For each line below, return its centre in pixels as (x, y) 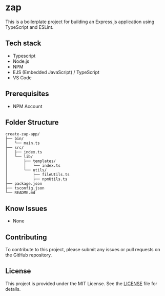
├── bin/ (15, 139)
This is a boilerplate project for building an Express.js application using (80, 22)
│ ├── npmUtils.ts (36, 179)
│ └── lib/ (19, 157)
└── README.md (20, 193)
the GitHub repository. (29, 255)
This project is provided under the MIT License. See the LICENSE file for (81, 283)
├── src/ (15, 148)
